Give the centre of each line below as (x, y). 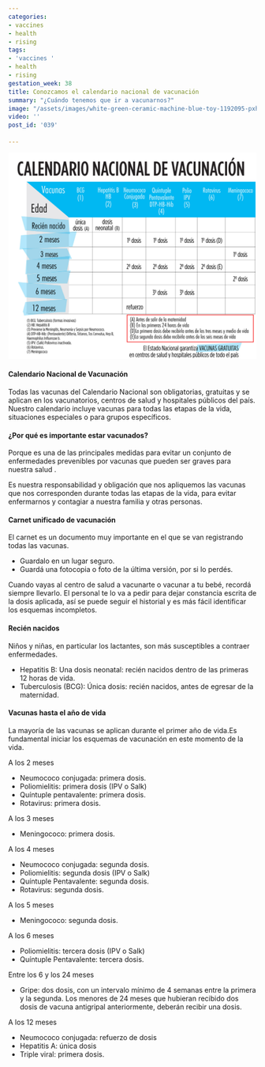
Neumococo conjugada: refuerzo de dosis (88, 1037)
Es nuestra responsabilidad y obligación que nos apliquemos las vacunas (127, 485)
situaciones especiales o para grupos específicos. (90, 417)
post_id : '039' (33, 125)
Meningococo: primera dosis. (67, 834)
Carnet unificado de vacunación (62, 520)
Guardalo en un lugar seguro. (67, 561)
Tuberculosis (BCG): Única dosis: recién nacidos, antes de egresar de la (136, 686)
